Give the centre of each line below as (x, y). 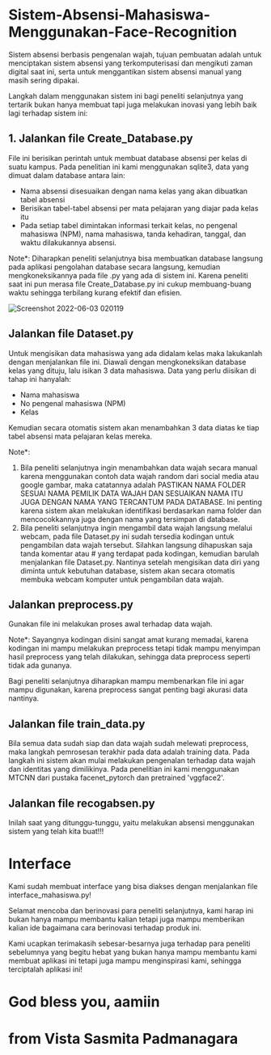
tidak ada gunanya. (40, 666)
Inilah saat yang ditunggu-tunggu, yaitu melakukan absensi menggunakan (131, 822)
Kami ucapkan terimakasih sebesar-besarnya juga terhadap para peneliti (129, 943)
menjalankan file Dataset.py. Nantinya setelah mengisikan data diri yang (140, 562)
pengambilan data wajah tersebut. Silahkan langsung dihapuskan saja (136, 544)
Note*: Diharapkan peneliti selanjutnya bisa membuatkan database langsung (135, 258)
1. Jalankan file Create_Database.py (101, 139)
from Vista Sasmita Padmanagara (123, 1039)
